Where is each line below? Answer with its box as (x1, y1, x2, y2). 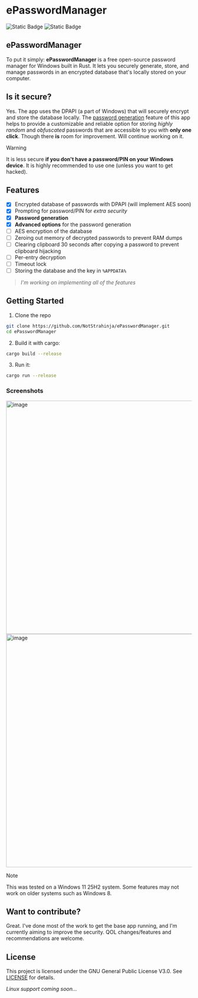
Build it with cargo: (14, 339, 61, 346)
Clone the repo (14, 311, 51, 319)
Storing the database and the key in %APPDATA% (14, 267, 127, 274)
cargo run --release (6, 373, 57, 379)
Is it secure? (6, 92, 52, 102)
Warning (6, 144, 27, 151)
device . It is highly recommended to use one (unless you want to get (6, 162, 173, 169)
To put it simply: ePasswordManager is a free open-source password (6, 56, 176, 63)
